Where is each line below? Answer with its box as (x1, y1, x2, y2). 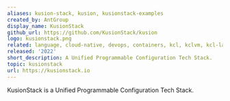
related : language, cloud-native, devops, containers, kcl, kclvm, (7, 42, 204, 48)
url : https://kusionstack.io (7, 67, 90, 74)
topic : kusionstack (7, 61, 63, 68)
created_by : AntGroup (7, 16, 69, 23)
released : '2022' (7, 48, 57, 55)
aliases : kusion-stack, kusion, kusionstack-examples (7, 10, 164, 17)
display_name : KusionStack (7, 23, 84, 29)
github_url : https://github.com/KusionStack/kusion (7, 29, 157, 36)
